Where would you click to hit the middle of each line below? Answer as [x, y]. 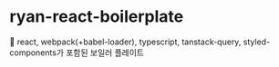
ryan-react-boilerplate [97, 17]
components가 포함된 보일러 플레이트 [77, 53]
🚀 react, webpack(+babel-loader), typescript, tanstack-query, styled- [140, 42]
